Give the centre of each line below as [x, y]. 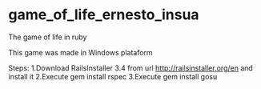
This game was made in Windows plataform [81, 52]
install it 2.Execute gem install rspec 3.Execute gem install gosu [113, 76]
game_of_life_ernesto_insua [104, 15]
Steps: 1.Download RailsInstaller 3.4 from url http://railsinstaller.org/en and [131, 68]
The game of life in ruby [48, 37]
